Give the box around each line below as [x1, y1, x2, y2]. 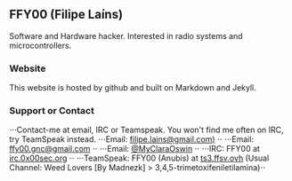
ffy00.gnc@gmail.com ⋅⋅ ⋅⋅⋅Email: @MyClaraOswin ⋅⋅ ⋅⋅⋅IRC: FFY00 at [9, 144, 261, 154]
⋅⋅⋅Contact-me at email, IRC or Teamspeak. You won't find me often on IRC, [9, 124, 284, 136]
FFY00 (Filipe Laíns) [9, 7, 123, 22]
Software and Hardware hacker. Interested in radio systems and [9, 30, 243, 41]
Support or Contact [9, 105, 95, 117]
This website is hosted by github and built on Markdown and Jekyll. [9, 83, 256, 93]
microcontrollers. [9, 40, 72, 51]
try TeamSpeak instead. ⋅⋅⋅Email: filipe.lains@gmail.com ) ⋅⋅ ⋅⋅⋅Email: [9, 134, 255, 145]
